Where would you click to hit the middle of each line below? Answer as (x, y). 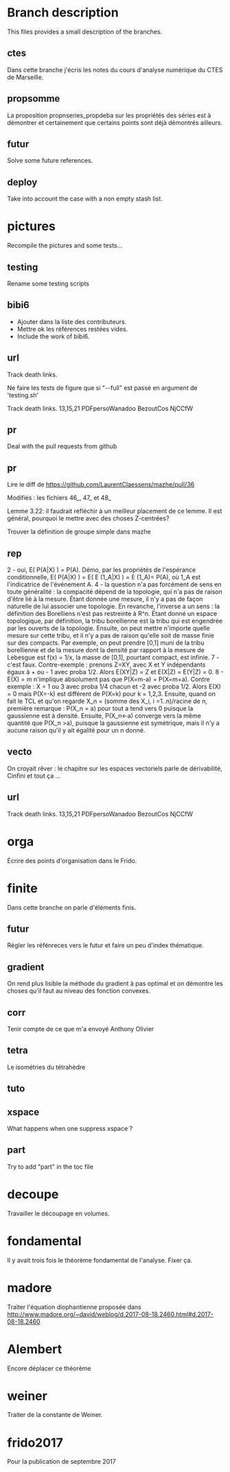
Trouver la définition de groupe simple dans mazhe (79, 532)
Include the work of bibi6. (53, 336)
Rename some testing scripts (48, 284)
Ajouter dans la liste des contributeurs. (72, 321)
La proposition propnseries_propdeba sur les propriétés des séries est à (109, 115)
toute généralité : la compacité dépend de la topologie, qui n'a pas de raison (115, 591)
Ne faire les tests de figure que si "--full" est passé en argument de (102, 388)
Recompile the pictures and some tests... (65, 246)
